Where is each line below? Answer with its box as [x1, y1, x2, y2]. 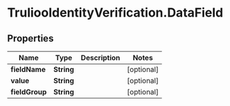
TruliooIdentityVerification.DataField [7, 5, 224, 21]
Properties [7, 33, 54, 44]
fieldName [10, 64, 46, 74]
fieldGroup [10, 87, 47, 96]
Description [80, 53, 121, 62]
